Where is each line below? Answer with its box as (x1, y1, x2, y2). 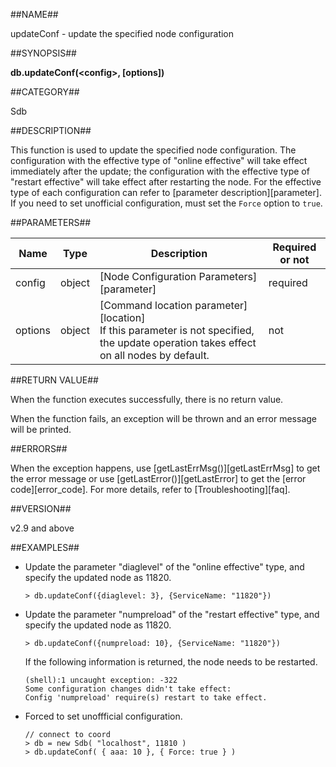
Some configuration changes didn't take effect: (24, 684, 232, 694)
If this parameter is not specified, (99, 324, 255, 337)
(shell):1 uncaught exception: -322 (24, 675, 178, 685)
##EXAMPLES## (10, 542, 80, 553)
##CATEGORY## (10, 86, 80, 98)
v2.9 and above (10, 522, 75, 534)
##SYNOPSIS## (10, 47, 77, 59)
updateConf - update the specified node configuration (10, 28, 235, 39)
